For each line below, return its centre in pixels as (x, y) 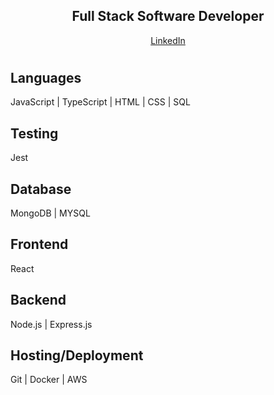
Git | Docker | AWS (49, 380)
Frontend (39, 244)
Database (41, 189)
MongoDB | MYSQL (50, 213)
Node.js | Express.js (51, 324)
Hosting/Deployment (77, 355)
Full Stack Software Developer (168, 16)
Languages (46, 78)
